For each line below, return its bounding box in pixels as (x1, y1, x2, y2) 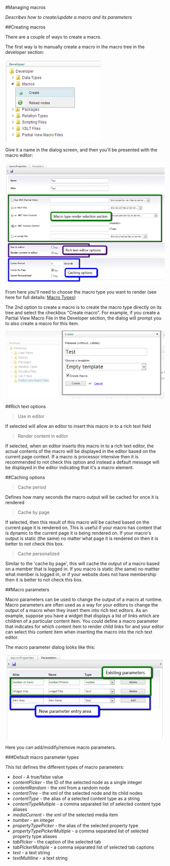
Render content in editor (17, 432, 68, 439)
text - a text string (12, 850, 50, 856)
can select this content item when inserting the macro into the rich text (5, 628, 153, 635)
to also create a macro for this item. (5, 320, 79, 326)
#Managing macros (5, 5, 46, 10)
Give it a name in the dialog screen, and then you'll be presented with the (5, 147, 158, 153)
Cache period (17, 484, 47, 490)
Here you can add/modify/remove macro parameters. (5, 744, 116, 750)
